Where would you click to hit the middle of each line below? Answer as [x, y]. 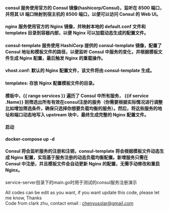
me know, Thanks [23, 198]
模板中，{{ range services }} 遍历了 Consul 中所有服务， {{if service [77, 96]
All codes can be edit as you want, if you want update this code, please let [82, 192]
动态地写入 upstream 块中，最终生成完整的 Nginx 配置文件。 [86, 114]
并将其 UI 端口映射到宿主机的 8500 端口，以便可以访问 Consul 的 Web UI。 [83, 14]
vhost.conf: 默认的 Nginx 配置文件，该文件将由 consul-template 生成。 [80, 70]
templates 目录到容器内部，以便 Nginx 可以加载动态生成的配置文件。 [77, 33]
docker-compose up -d [30, 139]
